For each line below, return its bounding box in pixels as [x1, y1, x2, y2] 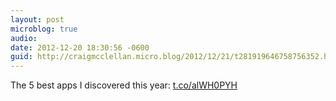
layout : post [10, 14, 65, 25]
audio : [10, 33, 38, 43]
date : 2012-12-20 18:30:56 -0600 [10, 42, 150, 53]
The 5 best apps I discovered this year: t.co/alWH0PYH [10, 79, 238, 91]
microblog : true [10, 24, 78, 34]
